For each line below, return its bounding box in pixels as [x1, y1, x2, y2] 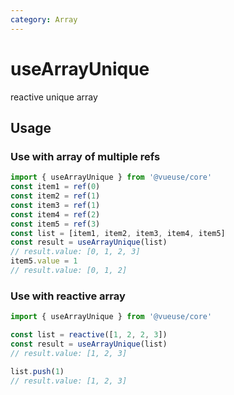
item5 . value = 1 [10, 256, 78, 266]
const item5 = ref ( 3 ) [10, 219, 101, 229]
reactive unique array [10, 91, 98, 103]
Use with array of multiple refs [10, 149, 161, 163]
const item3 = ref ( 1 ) [10, 200, 101, 210]
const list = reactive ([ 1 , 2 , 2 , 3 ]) [10, 330, 168, 340]
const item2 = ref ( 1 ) [10, 191, 101, 201]
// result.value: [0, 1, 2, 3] [10, 247, 141, 257]
